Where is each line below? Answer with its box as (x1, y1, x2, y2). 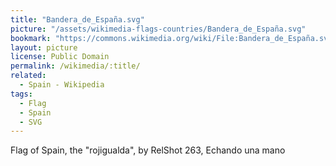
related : (10, 71, 47, 81)
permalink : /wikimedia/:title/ (10, 61, 141, 71)
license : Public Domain (10, 52, 110, 62)
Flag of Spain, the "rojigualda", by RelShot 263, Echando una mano (10, 144, 286, 156)
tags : (10, 89, 33, 99)
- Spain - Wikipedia (19, 80, 105, 90)
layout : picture (10, 42, 78, 53)
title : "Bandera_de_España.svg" (10, 14, 145, 25)
